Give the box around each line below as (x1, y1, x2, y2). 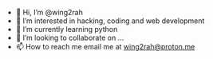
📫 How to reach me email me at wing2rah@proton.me (15, 42, 195, 51)
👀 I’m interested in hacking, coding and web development (15, 16, 205, 26)
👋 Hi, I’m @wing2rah (15, 8, 84, 17)
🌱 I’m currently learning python (15, 25, 118, 33)
